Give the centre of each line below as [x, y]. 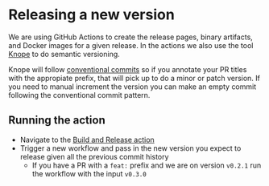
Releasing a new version [91, 15]
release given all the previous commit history [94, 156]
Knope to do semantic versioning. [64, 54]
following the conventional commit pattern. [79, 95]
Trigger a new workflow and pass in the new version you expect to [130, 148]
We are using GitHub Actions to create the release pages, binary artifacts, [131, 37]
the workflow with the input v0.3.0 [89, 173]
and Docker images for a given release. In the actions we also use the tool [131, 45]
